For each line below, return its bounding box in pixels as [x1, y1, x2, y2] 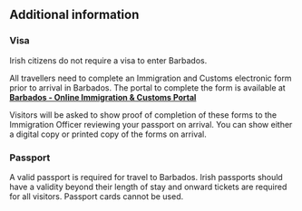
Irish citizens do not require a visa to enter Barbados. [9, 54, 208, 66]
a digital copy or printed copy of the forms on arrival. [9, 129, 207, 139]
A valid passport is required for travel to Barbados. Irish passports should [9, 171, 283, 182]
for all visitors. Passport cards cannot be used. [9, 190, 184, 202]
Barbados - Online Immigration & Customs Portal [9, 91, 197, 102]
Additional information [9, 7, 140, 23]
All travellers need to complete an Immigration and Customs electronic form [9, 72, 292, 83]
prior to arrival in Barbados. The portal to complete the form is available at [9, 82, 286, 93]
